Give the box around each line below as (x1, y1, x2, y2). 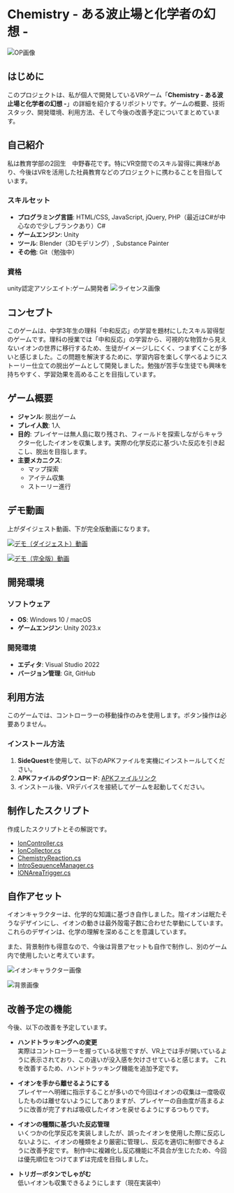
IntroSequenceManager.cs (17, 861, 94, 870)
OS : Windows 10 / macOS (17, 615, 92, 624)
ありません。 (13, 720, 50, 729)
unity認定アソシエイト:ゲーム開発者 (7, 284, 110, 293)
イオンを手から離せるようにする (17, 1079, 110, 1088)
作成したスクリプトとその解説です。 (7, 825, 111, 833)
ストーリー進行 (27, 482, 71, 490)
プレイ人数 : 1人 (17, 420, 61, 430)
